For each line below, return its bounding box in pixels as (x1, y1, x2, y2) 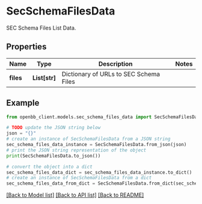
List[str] (32, 74, 56, 82)
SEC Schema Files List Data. (6, 24, 76, 31)
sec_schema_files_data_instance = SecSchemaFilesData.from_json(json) (6, 142, 187, 148)
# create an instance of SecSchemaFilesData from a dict (6, 175, 152, 181)
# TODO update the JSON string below (6, 125, 101, 131)
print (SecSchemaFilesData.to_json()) (6, 153, 101, 159)
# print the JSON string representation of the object (6, 147, 147, 153)
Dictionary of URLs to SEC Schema (61, 69, 161, 78)
